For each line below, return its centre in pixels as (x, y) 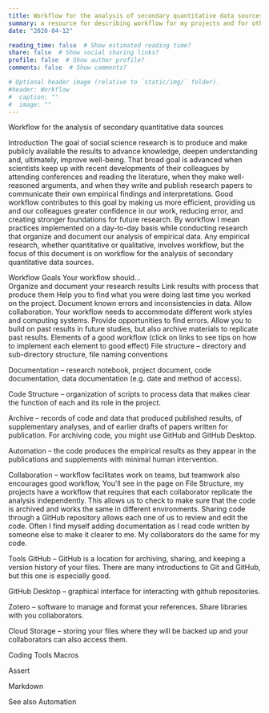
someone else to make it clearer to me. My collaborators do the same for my (134, 535)
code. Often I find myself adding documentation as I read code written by (129, 526)
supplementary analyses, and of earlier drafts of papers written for (118, 427)
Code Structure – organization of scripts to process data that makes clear (129, 394)
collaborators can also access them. (68, 640)
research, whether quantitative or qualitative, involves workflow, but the (126, 245)
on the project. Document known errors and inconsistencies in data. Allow (130, 304)
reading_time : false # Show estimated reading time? (100, 45)
